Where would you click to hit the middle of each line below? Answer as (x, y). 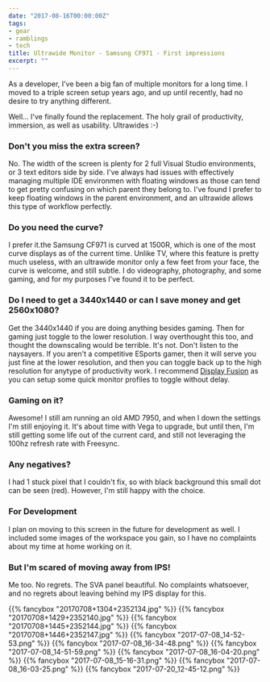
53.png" (22, 643)
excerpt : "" (28, 61)
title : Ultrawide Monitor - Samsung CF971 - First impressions (117, 53)
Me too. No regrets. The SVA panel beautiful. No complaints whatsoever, (129, 584)
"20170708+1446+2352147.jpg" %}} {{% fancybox (92, 634)
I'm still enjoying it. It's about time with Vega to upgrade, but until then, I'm (132, 427)
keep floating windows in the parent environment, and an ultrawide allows (131, 198)
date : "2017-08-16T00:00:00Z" (59, 16)
